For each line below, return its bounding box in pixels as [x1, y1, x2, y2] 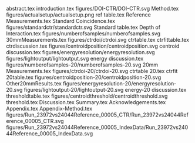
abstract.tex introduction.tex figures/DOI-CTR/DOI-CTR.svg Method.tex [6, 5, 179, 12]
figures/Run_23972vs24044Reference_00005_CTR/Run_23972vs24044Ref [6, 111, 189, 118]
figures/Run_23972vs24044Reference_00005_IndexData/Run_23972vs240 [6, 124, 189, 131]
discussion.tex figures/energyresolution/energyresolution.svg [6, 49, 155, 55]
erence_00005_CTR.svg [6, 118, 64, 124]
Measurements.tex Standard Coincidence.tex [6, 18, 116, 24]
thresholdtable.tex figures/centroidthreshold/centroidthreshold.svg [6, 92, 168, 99]
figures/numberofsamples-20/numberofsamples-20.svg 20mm [6, 61, 159, 68]
